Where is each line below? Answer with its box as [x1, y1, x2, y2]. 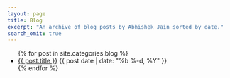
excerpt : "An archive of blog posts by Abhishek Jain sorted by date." [7, 23, 224, 30]
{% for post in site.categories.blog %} [17, 49, 129, 58]
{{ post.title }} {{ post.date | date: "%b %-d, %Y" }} [17, 57, 168, 65]
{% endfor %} [17, 64, 59, 72]
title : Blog [7, 17, 43, 24]
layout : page [7, 10, 46, 18]
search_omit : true [7, 30, 62, 37]
